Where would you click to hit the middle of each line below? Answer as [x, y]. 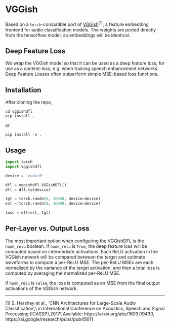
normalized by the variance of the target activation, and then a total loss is [83, 268]
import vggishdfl [24, 167]
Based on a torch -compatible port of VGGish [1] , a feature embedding [77, 24]
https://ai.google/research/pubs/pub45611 [49, 319]
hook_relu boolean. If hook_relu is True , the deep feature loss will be [76, 246]
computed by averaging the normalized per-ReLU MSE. [63, 273]
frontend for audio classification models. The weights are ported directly [81, 29]
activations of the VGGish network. [42, 288]
